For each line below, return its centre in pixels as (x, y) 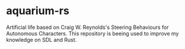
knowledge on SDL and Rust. (42, 40)
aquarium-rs (38, 11)
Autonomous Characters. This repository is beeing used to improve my (92, 33)
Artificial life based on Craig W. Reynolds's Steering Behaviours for (87, 27)
